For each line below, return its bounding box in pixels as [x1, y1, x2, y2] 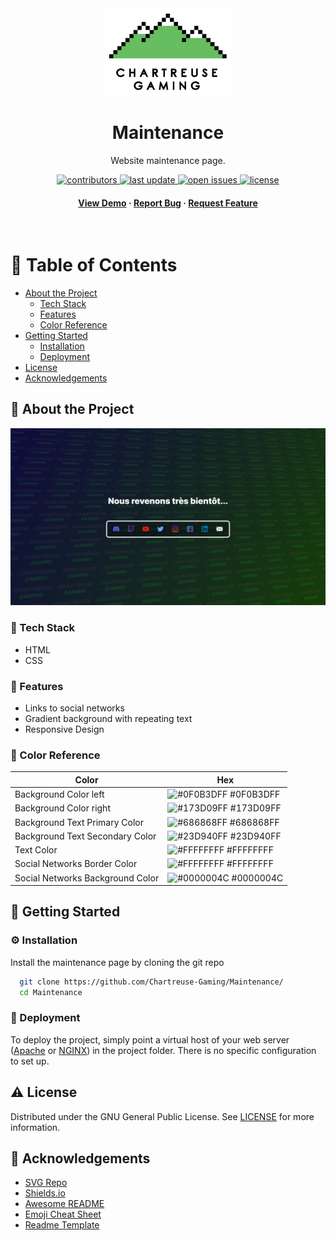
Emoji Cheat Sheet [24, 1208, 102, 1221]
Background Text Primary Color [14, 816, 144, 828]
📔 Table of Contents [10, 254, 178, 277]
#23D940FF [229, 830, 282, 842]
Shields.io [24, 1187, 66, 1199]
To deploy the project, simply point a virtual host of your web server [10, 1033, 290, 1046]
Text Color [14, 844, 58, 856]
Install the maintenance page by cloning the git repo [10, 956, 225, 968]
